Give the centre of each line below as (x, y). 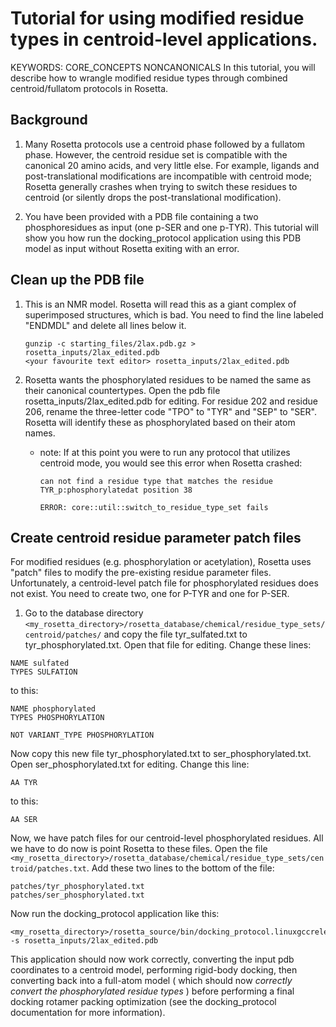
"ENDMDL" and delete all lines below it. (105, 325)
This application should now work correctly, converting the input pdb (152, 959)
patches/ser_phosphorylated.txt (77, 895)
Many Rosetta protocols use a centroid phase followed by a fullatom (165, 144)
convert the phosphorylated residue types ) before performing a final (152, 991)
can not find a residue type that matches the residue (156, 481)
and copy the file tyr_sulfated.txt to (175, 634)
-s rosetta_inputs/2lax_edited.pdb (84, 941)
